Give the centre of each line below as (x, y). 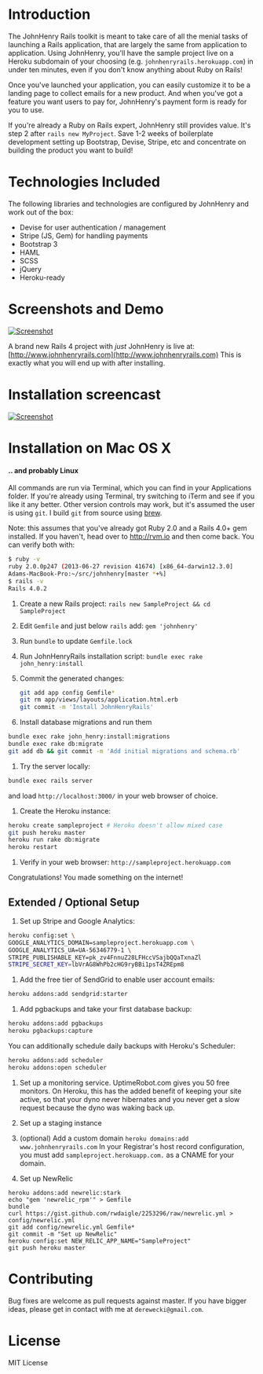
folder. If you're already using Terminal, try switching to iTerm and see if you (131, 496)
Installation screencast (84, 395)
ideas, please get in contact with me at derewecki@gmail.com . (106, 1309)
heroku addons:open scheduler (58, 1067)
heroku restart (33, 847)
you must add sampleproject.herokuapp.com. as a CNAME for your (127, 1155)
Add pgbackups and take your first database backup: (106, 1009)
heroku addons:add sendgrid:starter (68, 994)
